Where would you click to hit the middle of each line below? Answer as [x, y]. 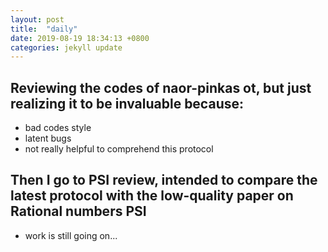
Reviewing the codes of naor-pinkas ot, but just [161, 87]
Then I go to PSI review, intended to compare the [164, 180]
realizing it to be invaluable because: [127, 103]
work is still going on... [71, 235]
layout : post [37, 19]
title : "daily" [44, 29]
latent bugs [48, 138]
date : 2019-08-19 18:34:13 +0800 [80, 38]
